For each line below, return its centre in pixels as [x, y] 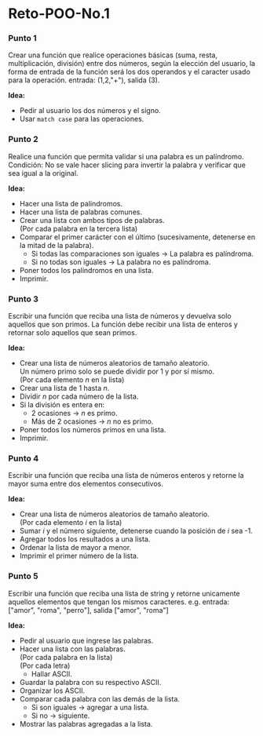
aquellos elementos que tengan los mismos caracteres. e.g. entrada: [119, 602]
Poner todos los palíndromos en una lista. [86, 270]
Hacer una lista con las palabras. [72, 649]
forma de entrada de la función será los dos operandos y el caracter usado [130, 72]
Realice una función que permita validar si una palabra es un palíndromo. [126, 156]
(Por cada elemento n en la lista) [72, 380]
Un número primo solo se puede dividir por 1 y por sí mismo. [117, 372]
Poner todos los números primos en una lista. [93, 430]
